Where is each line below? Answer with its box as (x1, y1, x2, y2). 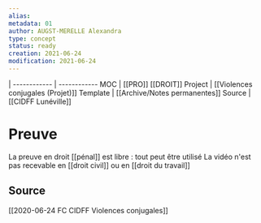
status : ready (8, 42, 57, 50)
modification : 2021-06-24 (8, 58, 96, 66)
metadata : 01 (8, 19, 53, 28)
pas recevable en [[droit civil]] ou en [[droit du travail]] (8, 160, 191, 170)
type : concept (8, 34, 57, 43)
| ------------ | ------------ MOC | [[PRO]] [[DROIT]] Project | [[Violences (8, 79, 253, 89)
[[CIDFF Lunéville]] (8, 96, 72, 106)
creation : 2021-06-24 (8, 49, 82, 58)
